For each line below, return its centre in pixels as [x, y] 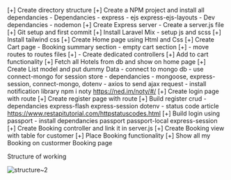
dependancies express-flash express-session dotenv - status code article [113, 106]
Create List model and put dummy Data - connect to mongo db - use [105, 69]
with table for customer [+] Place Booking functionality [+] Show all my [109, 136]
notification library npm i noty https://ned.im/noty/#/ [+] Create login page [113, 91]
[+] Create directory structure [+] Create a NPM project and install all [106, 10]
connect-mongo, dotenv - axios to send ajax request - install [119, 84]
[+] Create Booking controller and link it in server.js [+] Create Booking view [116, 128]
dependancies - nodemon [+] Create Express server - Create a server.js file [116, 25]
